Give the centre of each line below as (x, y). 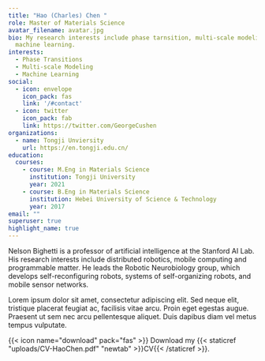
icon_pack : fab (47, 118)
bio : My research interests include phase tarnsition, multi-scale (121, 38)
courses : (30, 163)
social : (21, 81)
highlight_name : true (44, 229)
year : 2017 (47, 206)
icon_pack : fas (47, 96)
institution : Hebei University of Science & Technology (123, 199)
